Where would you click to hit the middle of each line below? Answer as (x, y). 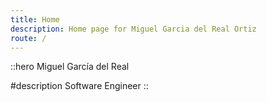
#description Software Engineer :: (79, 86)
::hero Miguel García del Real (70, 67)
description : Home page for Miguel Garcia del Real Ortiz (133, 29)
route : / (28, 38)
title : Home (35, 19)
